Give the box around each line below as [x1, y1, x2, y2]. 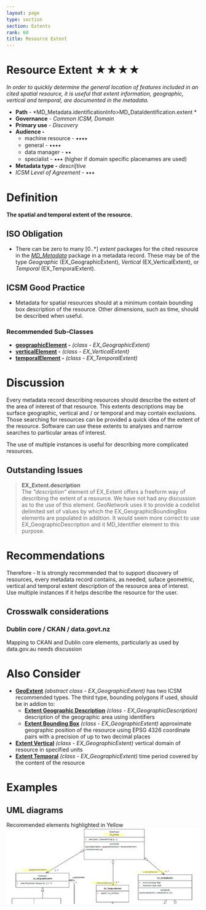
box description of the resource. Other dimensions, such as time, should [15, 305, 199, 313]
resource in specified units [15, 746, 83, 753]
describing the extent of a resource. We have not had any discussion [21, 494, 196, 502]
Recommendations [6, 548, 105, 563]
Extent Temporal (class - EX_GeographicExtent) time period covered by [15, 753, 198, 760]
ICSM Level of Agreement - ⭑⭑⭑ [15, 169, 95, 176]
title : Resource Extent [6, 36, 68, 42]
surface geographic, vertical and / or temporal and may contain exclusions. [6, 409, 197, 416]
